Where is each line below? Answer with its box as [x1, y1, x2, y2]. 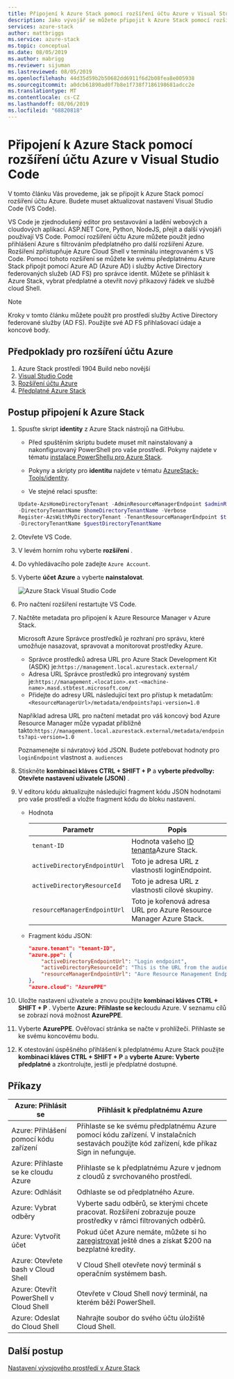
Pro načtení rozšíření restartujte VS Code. [17, 600, 137, 608]
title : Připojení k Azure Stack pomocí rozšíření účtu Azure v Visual [8, 10, 217, 17]
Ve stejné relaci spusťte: [28, 487, 98, 496]
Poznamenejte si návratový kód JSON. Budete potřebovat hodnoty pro [17, 746, 219, 754]
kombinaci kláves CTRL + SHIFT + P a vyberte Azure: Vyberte [17, 1053, 200, 1061]
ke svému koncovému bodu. [17, 1032, 99, 1040]
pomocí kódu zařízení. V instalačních [76, 1130, 197, 1139]
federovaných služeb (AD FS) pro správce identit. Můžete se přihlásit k [8, 269, 210, 278]
